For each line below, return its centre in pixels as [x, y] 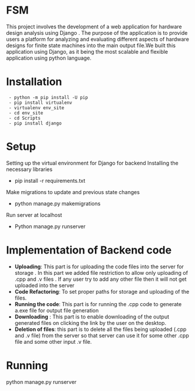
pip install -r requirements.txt [50, 180]
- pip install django [35, 123]
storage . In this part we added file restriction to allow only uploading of [101, 272]
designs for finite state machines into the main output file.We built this [91, 45]
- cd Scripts [25, 118]
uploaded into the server [44, 285]
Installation [34, 82]
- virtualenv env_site [37, 108]
